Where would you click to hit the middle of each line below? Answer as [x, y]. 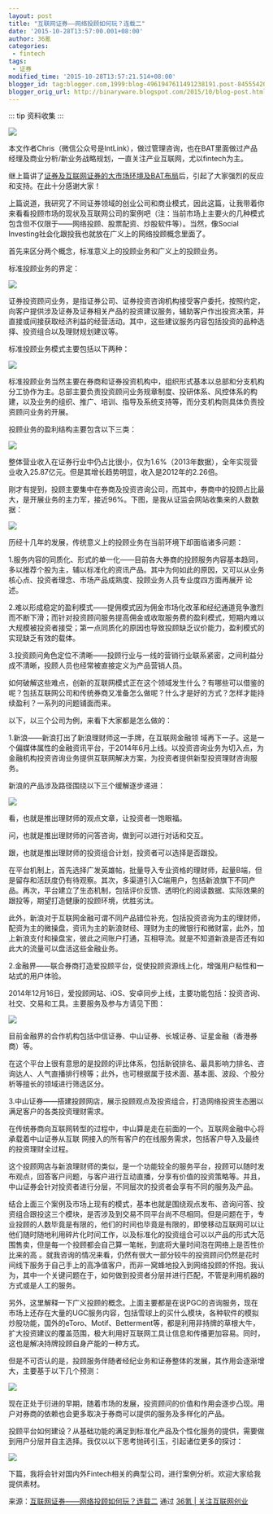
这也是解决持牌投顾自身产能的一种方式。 [76, 1344]
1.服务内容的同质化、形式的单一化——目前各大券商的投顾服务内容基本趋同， [135, 560]
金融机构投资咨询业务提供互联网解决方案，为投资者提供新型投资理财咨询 [129, 758]
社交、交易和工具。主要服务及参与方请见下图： [87, 1003]
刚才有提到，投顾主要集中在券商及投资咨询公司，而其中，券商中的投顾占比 [133, 489]
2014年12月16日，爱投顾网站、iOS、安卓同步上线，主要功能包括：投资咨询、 [136, 994]
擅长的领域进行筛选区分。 [65, 1084]
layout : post [30, 16]
